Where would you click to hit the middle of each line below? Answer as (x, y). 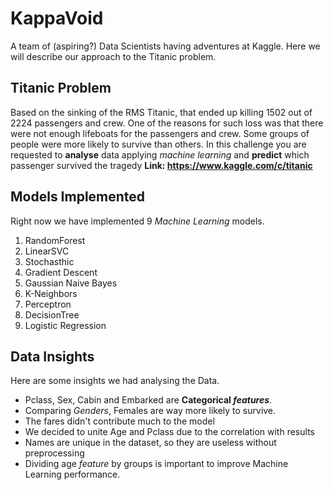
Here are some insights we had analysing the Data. (115, 381)
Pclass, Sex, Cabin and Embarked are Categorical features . (148, 400)
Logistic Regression (65, 325)
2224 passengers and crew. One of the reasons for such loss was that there (167, 123)
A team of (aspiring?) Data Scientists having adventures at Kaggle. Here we (165, 46)
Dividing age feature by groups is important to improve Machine (156, 464)
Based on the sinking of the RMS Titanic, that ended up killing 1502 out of (161, 112)
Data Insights (52, 356)
